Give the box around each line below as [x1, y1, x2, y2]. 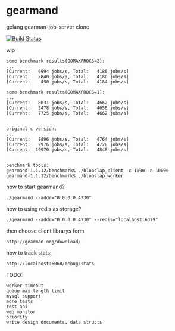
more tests [6, 298, 33, 304]
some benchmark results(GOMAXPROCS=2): [6, 58, 105, 64]
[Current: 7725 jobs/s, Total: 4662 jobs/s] [6, 110, 129, 116]
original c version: [6, 126, 58, 132]
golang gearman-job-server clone [6, 23, 90, 30]
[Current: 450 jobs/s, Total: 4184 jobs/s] [6, 79, 129, 85]
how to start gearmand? [6, 183, 65, 190]
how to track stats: [6, 249, 52, 256]
